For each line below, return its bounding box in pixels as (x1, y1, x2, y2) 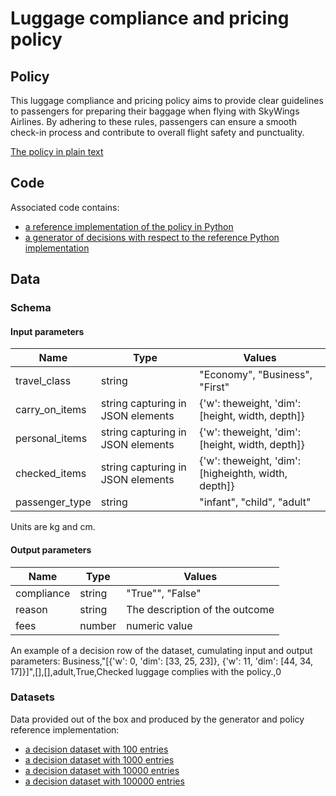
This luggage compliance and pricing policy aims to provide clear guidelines (10, 95, 324, 106)
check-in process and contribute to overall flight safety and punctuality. (10, 127, 305, 138)
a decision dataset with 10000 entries (24, 764, 180, 776)
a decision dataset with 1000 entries (24, 753, 175, 766)
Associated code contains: (10, 201, 120, 213)
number (79, 618, 117, 632)
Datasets (10, 690, 55, 704)
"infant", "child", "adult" (199, 495, 312, 509)
